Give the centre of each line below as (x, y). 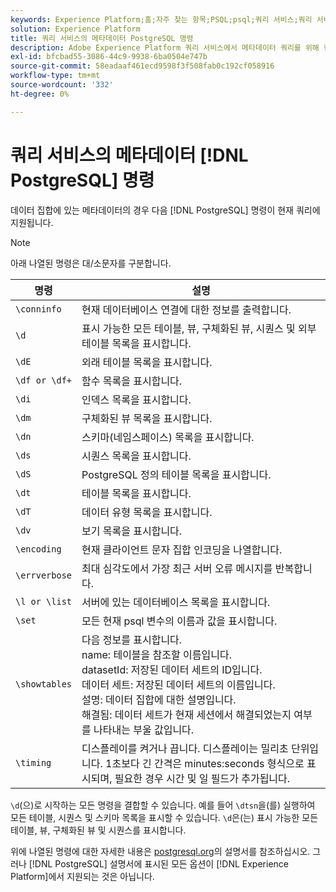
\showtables (44, 684)
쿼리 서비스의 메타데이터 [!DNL (129, 155)
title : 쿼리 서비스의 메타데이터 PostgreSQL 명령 (102, 38)
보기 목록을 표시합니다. (132, 531)
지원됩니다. (32, 222)
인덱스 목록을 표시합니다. (136, 399)
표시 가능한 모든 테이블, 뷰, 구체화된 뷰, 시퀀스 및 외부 (199, 328)
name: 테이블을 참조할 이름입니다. (156, 654)
